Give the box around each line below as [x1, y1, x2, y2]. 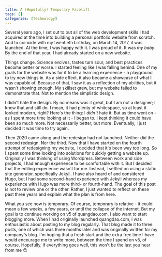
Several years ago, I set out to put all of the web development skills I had [5, 30, 150, 35]
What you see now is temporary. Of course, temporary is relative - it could [5, 201, 153, 207]
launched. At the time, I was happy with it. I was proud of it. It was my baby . [5, 45, 156, 51]
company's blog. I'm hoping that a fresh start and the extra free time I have [5, 232, 155, 238]
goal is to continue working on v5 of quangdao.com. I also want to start [5, 211, 147, 217]
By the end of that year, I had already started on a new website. [5, 50, 132, 56]
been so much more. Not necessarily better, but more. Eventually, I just [5, 120, 147, 126]
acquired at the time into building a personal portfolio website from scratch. [5, 34, 155, 40]
